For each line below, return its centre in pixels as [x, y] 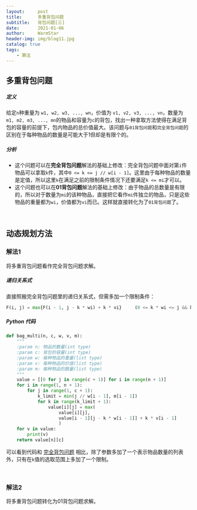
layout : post [27, 11]
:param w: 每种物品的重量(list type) [60, 358]
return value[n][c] [40, 440]
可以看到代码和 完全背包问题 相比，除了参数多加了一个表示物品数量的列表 [95, 452]
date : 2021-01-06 [35, 28]
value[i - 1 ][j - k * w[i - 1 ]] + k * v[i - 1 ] [118, 418]
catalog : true [23, 45]
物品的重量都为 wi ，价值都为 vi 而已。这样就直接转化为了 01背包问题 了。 [98, 202]
